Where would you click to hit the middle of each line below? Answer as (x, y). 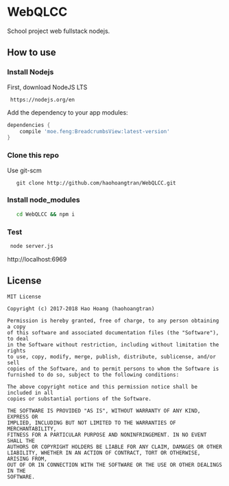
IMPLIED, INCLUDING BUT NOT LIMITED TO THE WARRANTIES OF (92, 423)
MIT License (24, 297)
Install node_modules (44, 200)
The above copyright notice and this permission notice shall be (102, 386)
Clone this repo (33, 155)
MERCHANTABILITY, (32, 429)
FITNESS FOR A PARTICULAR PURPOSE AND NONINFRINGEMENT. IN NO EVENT (107, 435)
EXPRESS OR (23, 417)
